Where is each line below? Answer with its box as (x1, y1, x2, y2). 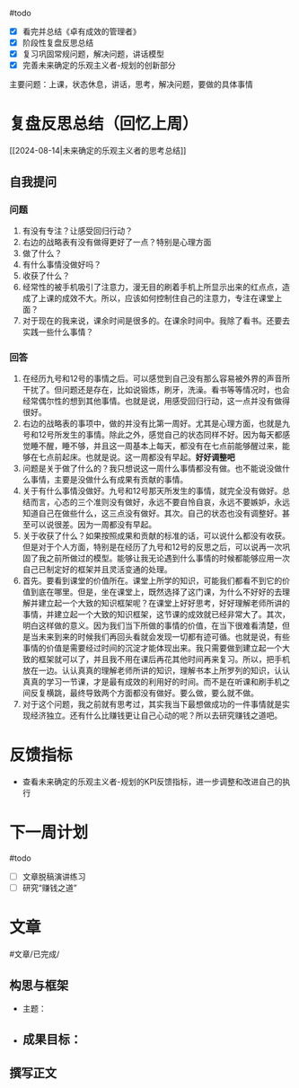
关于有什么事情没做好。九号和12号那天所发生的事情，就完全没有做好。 (22, 485, 283, 497)
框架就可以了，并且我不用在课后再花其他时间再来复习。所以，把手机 (38, 654, 290, 665)
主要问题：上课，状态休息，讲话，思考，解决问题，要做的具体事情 (9, 79, 253, 90)
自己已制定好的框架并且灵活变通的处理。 (22, 564, 172, 575)
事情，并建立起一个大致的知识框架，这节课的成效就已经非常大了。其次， (22, 609, 290, 620)
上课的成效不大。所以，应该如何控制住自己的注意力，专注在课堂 (38, 292, 275, 304)
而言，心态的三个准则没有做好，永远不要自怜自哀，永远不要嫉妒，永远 (30, 497, 290, 508)
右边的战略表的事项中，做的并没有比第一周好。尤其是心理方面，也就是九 (22, 418, 290, 429)
